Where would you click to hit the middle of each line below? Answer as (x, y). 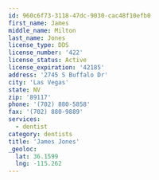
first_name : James (39, 23)
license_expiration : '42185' (56, 68)
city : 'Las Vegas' (39, 82)
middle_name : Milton (43, 30)
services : (25, 119)
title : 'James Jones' (44, 141)
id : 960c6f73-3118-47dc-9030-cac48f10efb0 (79, 16)
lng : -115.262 (39, 164)
